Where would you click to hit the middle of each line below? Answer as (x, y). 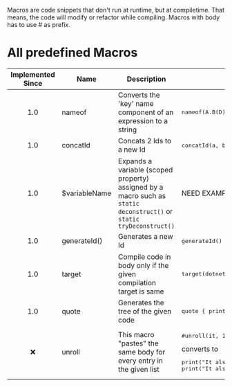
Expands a (135, 161)
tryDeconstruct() (147, 226)
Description (146, 79)
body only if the (144, 265)
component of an (146, 112)
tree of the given (145, 311)
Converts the (139, 95)
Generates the (141, 303)
